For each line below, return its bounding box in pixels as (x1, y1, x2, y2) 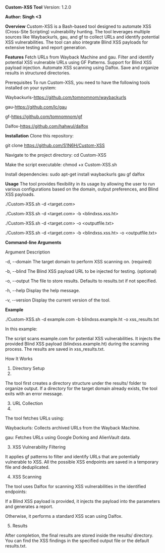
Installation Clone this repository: (5, 133, 74, 138)
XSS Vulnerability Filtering (12, 444, 66, 450)
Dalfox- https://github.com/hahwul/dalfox (5, 123, 88, 129)
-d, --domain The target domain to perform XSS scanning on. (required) (5, 259, 152, 264)
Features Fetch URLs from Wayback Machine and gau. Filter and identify (5, 54, 154, 60)
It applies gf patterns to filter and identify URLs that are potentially (5, 454, 140, 459)
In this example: (5, 326, 38, 332)
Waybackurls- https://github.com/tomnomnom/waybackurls (5, 94, 126, 100)
